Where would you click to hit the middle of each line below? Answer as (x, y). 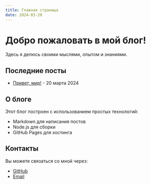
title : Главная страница (32, 10)
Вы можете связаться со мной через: (47, 161)
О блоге (18, 99)
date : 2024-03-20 (24, 15)
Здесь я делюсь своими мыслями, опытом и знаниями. (66, 54)
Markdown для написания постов (49, 122)
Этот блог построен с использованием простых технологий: (72, 112)
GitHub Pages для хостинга (42, 133)
